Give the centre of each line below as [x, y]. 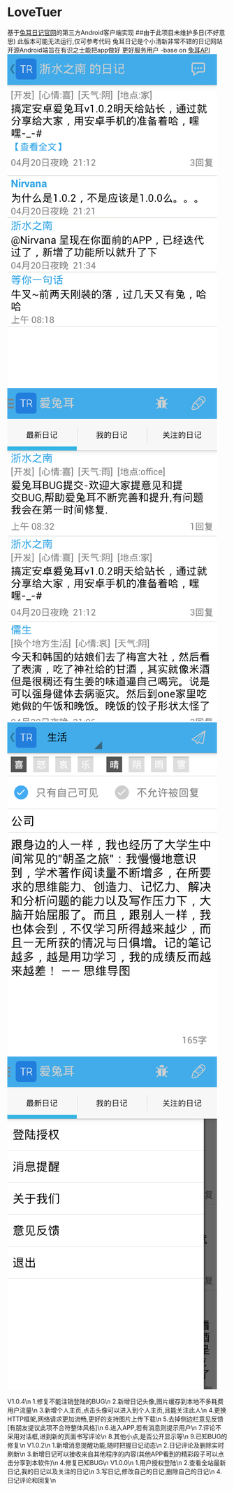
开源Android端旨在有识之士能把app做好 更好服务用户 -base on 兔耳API [109, 50]
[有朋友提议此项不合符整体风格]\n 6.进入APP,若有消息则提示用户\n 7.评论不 [115, 1427]
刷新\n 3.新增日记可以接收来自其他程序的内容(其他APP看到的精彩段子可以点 [116, 1454]
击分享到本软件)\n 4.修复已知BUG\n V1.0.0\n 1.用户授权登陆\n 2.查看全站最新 [117, 1462]
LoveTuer [35, 12]
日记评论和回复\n [32, 1480]
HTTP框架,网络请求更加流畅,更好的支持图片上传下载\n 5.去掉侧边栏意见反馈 [115, 1419]
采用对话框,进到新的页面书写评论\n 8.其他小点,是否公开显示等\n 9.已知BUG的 [117, 1436]
